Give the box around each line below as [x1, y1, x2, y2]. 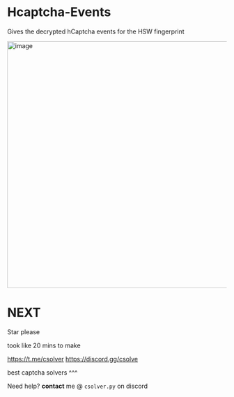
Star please [7, 327, 40, 336]
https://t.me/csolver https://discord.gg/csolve [7, 354, 138, 363]
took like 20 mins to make [7, 341, 81, 350]
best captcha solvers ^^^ [7, 368, 78, 377]
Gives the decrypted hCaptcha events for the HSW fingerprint [7, 27, 185, 36]
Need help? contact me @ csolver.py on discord [7, 382, 148, 390]
